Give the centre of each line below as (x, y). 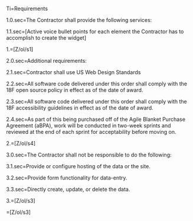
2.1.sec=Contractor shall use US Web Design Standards (73, 72)
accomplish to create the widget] (46, 38)
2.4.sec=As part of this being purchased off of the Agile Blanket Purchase (96, 119)
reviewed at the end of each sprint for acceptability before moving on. (91, 132)
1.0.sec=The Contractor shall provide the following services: (79, 20)
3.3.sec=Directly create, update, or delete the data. (68, 189)
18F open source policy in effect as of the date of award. (75, 90)
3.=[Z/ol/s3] (21, 201)
